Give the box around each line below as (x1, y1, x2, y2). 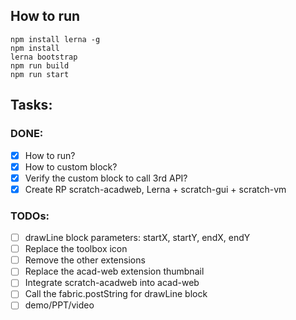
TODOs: (10, 209, 50, 223)
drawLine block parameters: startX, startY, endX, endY (24, 232, 251, 244)
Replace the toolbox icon (24, 243, 128, 255)
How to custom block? (24, 160, 118, 173)
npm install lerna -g (10, 34, 101, 44)
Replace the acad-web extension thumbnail (24, 265, 205, 278)
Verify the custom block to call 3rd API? (24, 172, 188, 184)
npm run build (10, 60, 70, 71)
